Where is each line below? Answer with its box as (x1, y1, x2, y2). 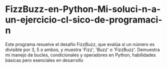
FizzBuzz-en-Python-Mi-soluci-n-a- (5, 3, 161, 15)
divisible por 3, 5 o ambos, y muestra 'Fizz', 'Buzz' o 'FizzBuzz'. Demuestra (5, 46, 160, 52)
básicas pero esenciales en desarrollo (5, 57, 83, 63)
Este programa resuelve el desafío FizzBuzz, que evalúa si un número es (5, 41, 155, 47)
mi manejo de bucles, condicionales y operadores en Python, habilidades (5, 51, 156, 58)
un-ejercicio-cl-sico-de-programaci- (5, 14, 162, 25)
